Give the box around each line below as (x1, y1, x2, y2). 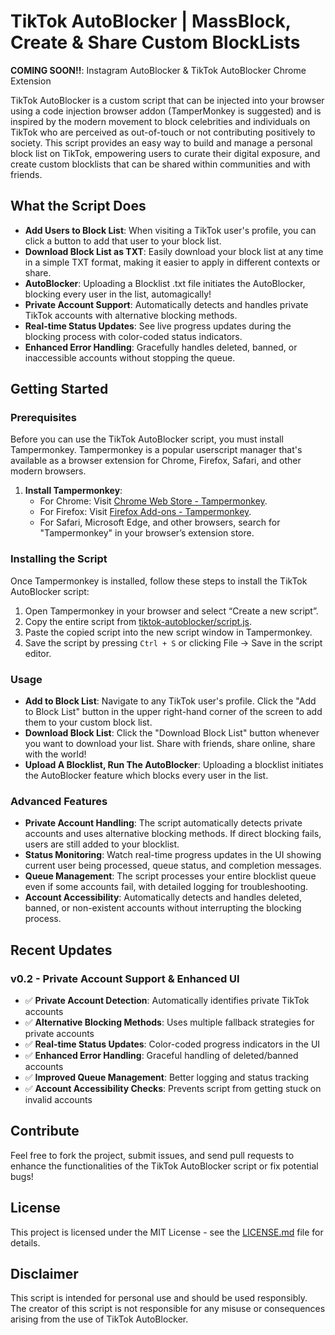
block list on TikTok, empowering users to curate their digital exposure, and (10, 147, 321, 159)
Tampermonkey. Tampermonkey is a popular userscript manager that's (10, 444, 303, 456)
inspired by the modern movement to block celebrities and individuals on (10, 115, 311, 127)
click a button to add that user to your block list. (24, 235, 222, 247)
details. (10, 1236, 41, 1249)
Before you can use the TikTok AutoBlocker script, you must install (10, 433, 284, 445)
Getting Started (10, 381, 109, 398)
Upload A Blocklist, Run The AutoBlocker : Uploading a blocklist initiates (24, 759, 324, 771)
